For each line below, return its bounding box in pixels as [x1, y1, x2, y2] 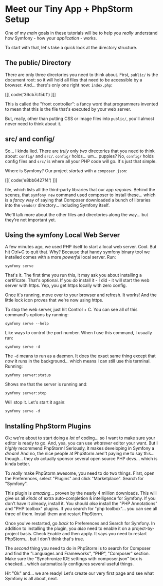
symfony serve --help [5, 321, 49, 326]
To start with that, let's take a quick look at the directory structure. [5, 44, 138, 50]
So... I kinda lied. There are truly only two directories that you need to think [5, 148, 155, 154]
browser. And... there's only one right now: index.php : [5, 82, 113, 88]
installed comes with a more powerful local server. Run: [5, 254, 116, 260]
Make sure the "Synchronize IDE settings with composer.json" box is [5, 556, 143, 562]
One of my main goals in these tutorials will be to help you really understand [5, 30, 158, 36]
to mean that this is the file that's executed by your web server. [5, 106, 131, 112]
